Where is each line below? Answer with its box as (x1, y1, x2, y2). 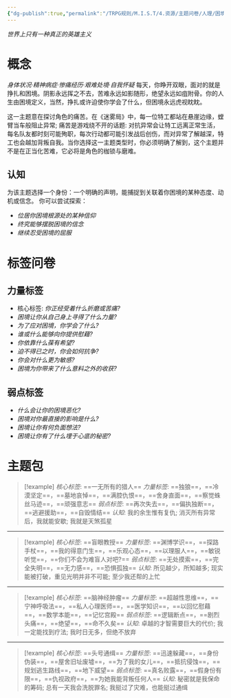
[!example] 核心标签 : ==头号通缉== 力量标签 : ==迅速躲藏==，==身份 (23, 649, 219, 657)
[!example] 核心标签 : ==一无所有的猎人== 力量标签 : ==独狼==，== (23, 483, 213, 491)
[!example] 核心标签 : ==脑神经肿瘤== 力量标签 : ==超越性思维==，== (23, 593, 219, 602)
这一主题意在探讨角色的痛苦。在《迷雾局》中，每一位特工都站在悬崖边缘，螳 (7, 112, 224, 120)
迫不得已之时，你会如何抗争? (16, 347, 99, 356)
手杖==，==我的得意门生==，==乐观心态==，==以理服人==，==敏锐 (23, 547, 221, 555)
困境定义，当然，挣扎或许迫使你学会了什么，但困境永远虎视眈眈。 (19, 98, 206, 106)
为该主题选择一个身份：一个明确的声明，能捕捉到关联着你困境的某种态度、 (7, 188, 218, 197)
